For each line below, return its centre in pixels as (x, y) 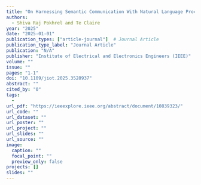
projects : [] (22, 167)
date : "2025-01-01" (31, 34)
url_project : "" (26, 128)
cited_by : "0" (24, 90)
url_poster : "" (25, 123)
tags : (13, 95)
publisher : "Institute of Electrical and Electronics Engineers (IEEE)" (99, 56)
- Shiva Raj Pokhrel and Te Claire (56, 23)
